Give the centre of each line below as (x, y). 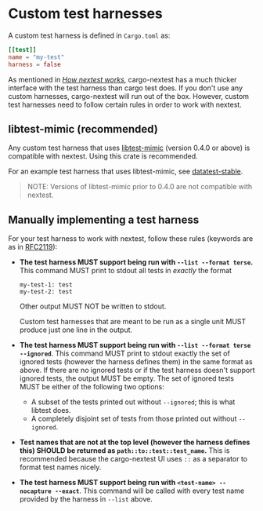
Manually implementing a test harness (104, 219)
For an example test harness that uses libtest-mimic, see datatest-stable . (126, 172)
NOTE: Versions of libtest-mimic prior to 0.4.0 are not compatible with (140, 187)
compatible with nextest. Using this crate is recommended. (103, 156)
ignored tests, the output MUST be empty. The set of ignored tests (127, 378)
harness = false (34, 64)
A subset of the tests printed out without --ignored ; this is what (133, 402)
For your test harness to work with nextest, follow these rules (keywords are (131, 239)
